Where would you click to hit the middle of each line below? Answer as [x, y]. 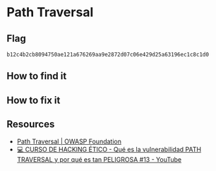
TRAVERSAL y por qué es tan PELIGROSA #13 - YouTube [99, 159]
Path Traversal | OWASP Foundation [69, 141]
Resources [31, 124]
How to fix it [34, 100]
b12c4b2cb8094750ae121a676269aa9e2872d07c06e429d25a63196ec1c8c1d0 [108, 54]
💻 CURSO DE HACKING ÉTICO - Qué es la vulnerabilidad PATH [109, 149]
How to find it [37, 76]
